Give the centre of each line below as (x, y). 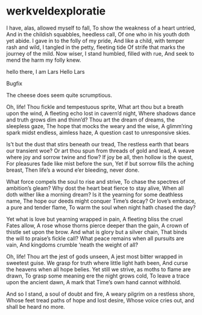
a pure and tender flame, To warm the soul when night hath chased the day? (101, 207)
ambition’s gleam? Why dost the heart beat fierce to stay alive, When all (95, 188)
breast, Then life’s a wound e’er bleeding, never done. (73, 170)
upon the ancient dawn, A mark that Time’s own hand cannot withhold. (94, 282)
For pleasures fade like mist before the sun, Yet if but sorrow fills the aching (100, 163)
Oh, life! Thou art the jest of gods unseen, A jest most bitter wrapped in (94, 256)
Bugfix (14, 83)
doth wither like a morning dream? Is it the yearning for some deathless (95, 194)
